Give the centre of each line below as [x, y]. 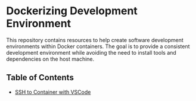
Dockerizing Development [72, 11]
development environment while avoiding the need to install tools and [91, 52]
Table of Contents [40, 78]
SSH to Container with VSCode [53, 92]
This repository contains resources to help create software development [95, 40]
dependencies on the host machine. [50, 59]
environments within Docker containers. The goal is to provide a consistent [98, 46]
